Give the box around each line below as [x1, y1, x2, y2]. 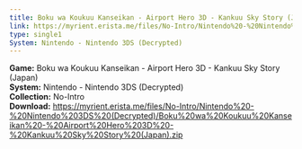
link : [9, 22, 30, 31]
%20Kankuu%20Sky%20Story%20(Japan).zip [9, 129, 183, 140]
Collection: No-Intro [9, 92, 85, 102]
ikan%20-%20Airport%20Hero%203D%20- [9, 120, 174, 131]
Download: [9, 101, 51, 112]
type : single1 [9, 30, 63, 39]
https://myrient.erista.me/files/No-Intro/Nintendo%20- [52, 101, 254, 112]
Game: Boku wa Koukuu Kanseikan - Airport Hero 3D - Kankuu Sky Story [9, 63, 280, 74]
